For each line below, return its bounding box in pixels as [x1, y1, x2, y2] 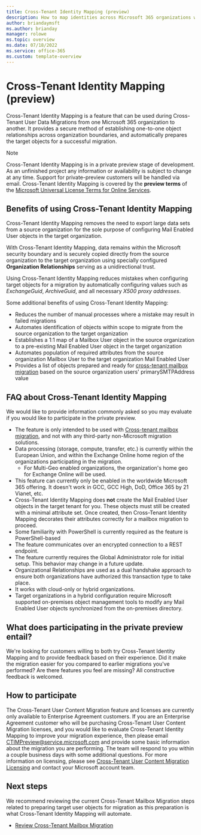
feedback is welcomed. [6, 673, 64, 680]
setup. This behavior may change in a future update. [14, 560, 144, 568]
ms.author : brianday [6, 25, 58, 32]
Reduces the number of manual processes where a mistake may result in [14, 311, 194, 318]
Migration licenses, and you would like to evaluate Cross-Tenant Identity [6, 725, 184, 733]
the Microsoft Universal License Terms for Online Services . [6, 186, 151, 193]
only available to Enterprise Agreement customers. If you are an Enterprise [6, 712, 190, 720]
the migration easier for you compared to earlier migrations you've [6, 660, 170, 667]
